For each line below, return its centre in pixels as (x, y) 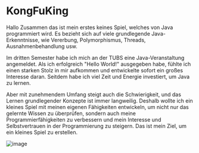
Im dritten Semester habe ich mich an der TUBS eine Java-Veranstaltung (95, 58)
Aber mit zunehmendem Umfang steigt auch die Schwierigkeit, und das (94, 94)
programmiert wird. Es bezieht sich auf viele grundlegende (78, 33)
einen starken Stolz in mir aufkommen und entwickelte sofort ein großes (95, 70)
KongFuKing (38, 11)
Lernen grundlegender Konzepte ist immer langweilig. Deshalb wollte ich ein (100, 101)
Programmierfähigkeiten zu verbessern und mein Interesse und (84, 119)
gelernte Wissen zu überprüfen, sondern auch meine (71, 113)
